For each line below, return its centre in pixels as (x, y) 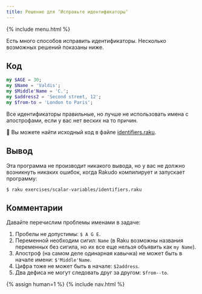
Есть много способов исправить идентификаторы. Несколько (86, 40)
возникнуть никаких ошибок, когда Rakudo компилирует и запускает (96, 172)
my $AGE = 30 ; (24, 80)
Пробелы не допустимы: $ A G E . (58, 234)
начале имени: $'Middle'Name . (53, 260)
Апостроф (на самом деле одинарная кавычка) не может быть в (99, 254)
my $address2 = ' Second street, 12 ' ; (54, 97)
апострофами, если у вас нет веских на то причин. (72, 120)
